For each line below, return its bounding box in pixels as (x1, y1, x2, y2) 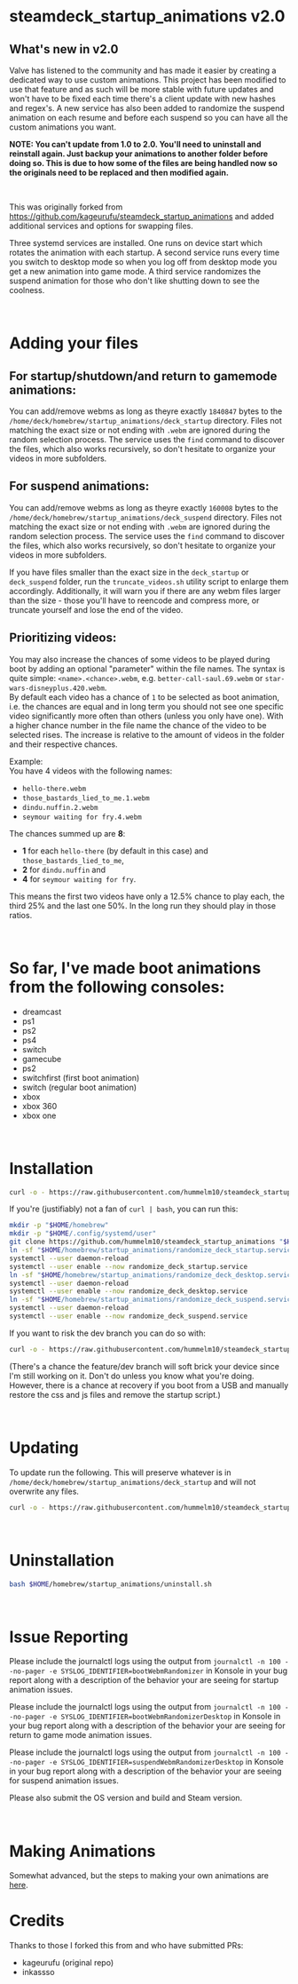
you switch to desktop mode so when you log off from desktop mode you (9, 257, 278, 267)
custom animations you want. (9, 122, 117, 132)
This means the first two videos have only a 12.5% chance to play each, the (9, 891, 286, 901)
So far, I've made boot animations (9, 957, 262, 978)
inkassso (21, 1967, 55, 1978)
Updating (9, 1437, 80, 1457)
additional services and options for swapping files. (9, 220, 193, 231)
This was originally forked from (9, 202, 123, 212)
